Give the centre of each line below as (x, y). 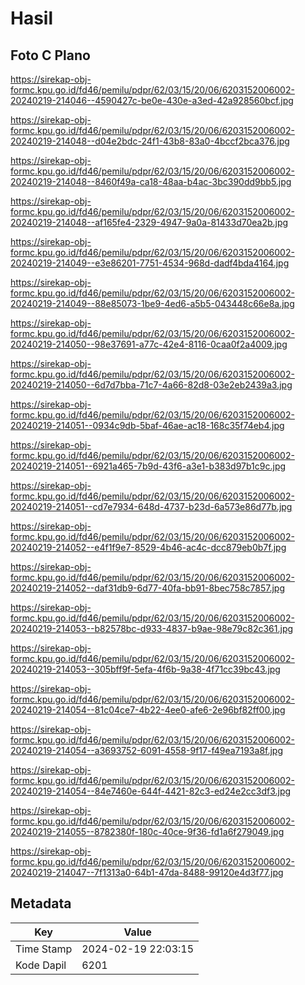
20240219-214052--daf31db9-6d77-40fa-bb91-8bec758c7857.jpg (148, 588)
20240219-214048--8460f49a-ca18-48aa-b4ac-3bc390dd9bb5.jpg (151, 181)
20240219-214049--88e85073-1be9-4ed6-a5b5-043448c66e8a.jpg (152, 303)
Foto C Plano (50, 55)
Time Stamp (44, 949)
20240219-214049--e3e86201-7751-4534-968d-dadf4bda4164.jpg (150, 263)
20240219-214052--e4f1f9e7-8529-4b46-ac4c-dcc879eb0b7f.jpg (148, 547)
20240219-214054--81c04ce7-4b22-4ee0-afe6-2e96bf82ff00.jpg (148, 710)
